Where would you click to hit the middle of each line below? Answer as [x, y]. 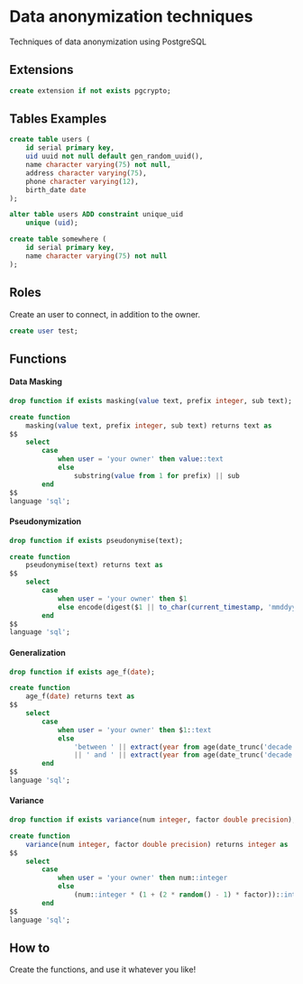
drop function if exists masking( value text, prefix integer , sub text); [151, 400]
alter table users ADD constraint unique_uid [96, 215]
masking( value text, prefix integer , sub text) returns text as [149, 426]
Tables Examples [58, 119]
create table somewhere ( [58, 239]
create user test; [44, 331]
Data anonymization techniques [131, 17]
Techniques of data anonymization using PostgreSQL [108, 41]
